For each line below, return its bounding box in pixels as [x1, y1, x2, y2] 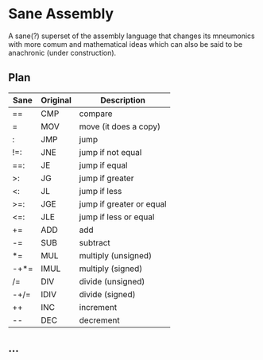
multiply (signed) [79, 263, 143, 274]
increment [79, 301, 118, 312]
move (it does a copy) [79, 121, 161, 132]
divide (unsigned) [79, 276, 145, 287]
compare [79, 108, 113, 119]
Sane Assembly [8, 5, 114, 23]
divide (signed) [79, 288, 136, 300]
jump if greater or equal [79, 198, 167, 209]
